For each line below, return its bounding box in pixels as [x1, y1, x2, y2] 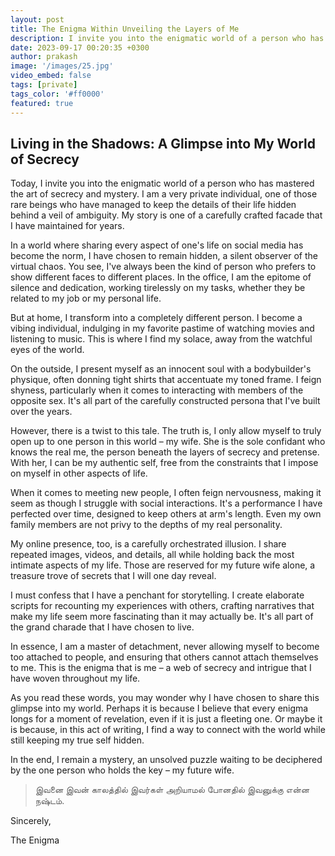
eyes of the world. [10, 344, 85, 356]
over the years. [10, 406, 73, 418]
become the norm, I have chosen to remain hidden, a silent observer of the [10, 250, 318, 262]
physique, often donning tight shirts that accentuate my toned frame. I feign [10, 374, 322, 386]
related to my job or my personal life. [10, 292, 162, 305]
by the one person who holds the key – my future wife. [10, 764, 235, 776]
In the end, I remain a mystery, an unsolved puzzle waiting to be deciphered [10, 754, 323, 766]
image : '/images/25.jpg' [10, 61, 114, 71]
